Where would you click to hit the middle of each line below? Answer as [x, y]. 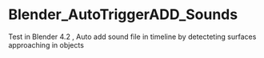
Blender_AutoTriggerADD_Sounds [123, 15]
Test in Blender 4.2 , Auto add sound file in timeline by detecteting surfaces [132, 37]
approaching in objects [46, 44]
